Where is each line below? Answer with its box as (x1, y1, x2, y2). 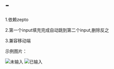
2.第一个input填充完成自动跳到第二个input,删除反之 (5, 27, 109, 33)
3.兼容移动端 (5, 37, 31, 44)
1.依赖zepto (5, 16, 29, 22)
